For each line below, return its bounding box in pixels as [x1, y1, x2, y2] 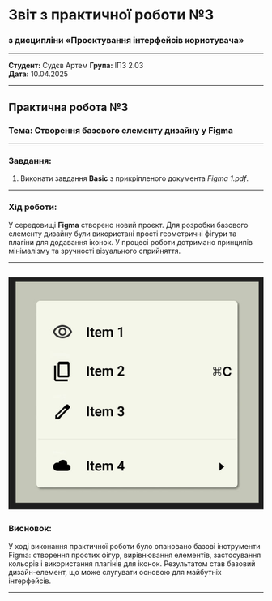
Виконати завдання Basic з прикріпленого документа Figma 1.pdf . [19, 174, 249, 183]
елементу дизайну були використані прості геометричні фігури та [8, 229, 237, 238]
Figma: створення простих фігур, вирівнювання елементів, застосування [8, 550, 261, 560]
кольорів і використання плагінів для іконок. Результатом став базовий [8, 558, 256, 569]
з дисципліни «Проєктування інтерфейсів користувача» [8, 35, 244, 46]
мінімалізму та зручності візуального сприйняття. [8, 246, 181, 255]
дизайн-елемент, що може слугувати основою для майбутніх [8, 567, 222, 577]
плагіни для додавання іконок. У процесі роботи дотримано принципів [8, 237, 253, 247]
